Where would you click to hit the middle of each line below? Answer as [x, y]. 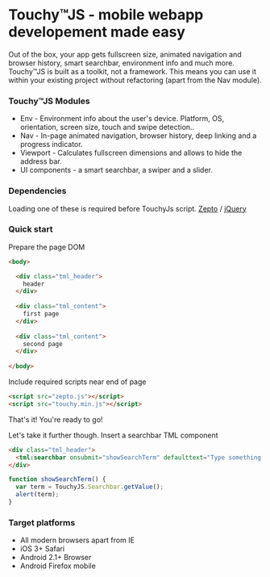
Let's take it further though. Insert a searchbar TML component [114, 435]
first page [41, 314]
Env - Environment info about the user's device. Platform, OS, [122, 119]
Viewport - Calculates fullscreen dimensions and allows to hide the [131, 153]
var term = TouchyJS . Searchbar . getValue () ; [89, 487]
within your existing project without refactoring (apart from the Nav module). [135, 80]
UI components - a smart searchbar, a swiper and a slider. [116, 170]
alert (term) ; [37, 495]
